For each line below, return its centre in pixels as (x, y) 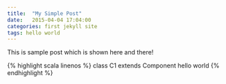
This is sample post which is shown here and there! (80, 52)
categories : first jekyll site (52, 26)
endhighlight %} (30, 73)
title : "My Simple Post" (44, 13)
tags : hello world (34, 33)
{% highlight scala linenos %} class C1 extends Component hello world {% (113, 65)
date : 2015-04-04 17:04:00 (49, 20)
